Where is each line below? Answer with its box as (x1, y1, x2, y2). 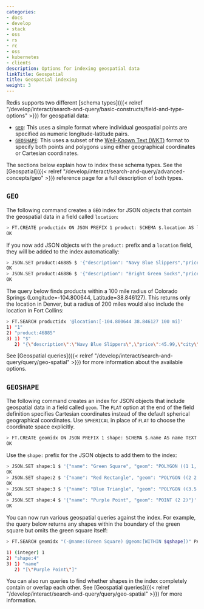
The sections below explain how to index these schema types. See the (6, 162, 183, 168)
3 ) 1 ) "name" (6, 560, 39, 567)
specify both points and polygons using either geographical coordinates (15, 143, 195, 150)
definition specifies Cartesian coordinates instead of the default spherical (6, 410, 190, 418)
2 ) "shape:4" (6, 555, 39, 561)
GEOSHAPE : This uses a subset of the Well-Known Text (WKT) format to (15, 137, 189, 143)
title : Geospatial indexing (6, 77, 78, 83)
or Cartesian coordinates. (15, 150, 79, 157)
